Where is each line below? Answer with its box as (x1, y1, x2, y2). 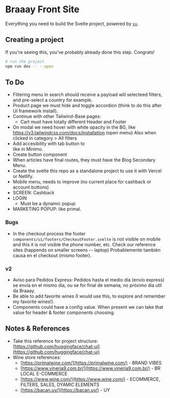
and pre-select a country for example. (12, 97, 93, 103)
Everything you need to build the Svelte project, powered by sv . (5, 21, 139, 27)
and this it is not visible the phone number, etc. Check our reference (12, 241, 156, 247)
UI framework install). (12, 108, 58, 114)
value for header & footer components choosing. (12, 309, 115, 315)
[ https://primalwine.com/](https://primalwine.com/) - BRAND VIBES (20, 360, 162, 366)
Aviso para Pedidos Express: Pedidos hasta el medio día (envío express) (12, 276, 165, 283)
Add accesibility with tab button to (12, 141, 85, 147)
